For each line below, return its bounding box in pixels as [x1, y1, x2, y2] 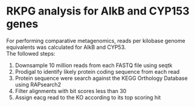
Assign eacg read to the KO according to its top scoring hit [14, 94, 161, 101]
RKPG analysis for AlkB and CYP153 [6, 4, 190, 18]
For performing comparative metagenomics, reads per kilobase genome [6, 37, 185, 44]
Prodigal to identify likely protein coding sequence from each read [14, 68, 180, 75]
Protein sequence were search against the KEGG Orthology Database [14, 74, 188, 82]
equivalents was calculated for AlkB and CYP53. [6, 44, 126, 51]
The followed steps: [6, 50, 56, 57]
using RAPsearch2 [14, 80, 62, 88]
